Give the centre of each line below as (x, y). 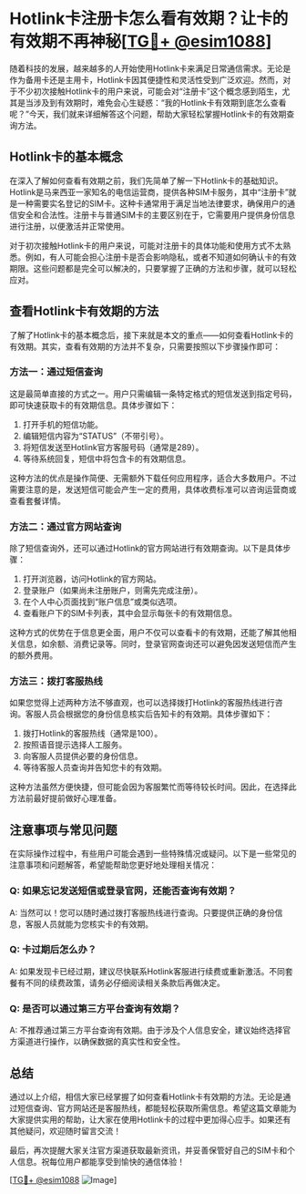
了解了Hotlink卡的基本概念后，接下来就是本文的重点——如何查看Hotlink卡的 (152, 335)
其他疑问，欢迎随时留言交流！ (65, 1130)
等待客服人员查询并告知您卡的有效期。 (94, 767)
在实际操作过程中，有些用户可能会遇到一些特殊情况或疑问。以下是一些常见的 (153, 854)
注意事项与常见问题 (63, 830)
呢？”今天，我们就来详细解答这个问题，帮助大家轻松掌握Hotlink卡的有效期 (148, 114)
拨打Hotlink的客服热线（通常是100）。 (92, 734)
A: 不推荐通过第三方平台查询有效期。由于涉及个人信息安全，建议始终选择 (146, 1030)
